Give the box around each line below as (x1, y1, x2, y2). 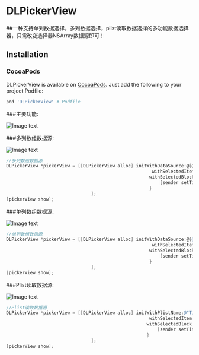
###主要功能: (6, 110, 38, 117)
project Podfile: (6, 87, 44, 94)
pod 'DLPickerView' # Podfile (6, 99, 81, 104)
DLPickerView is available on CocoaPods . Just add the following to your (6, 81, 182, 88)
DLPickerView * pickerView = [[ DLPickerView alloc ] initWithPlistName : (6, 310, 184, 316)
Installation (6, 49, 49, 60)
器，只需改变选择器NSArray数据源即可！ (6, 31, 105, 39)
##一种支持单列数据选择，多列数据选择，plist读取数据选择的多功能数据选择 (6, 24, 190, 31)
